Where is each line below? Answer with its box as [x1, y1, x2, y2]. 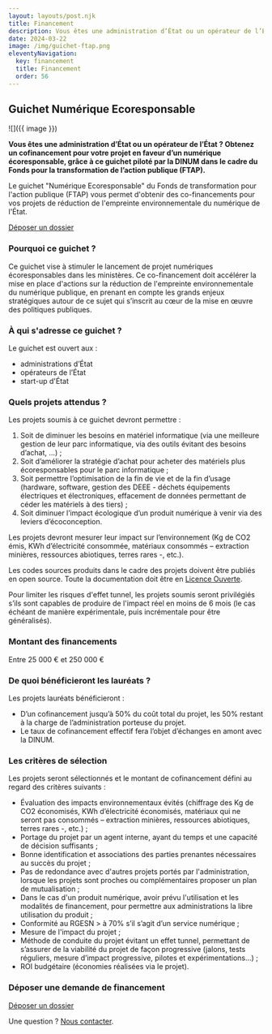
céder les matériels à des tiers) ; [19, 500, 128, 510]
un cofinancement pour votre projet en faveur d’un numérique [8, 148, 221, 158]
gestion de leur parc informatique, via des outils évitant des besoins [19, 439, 247, 449]
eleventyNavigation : [8, 50, 79, 58]
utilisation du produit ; [19, 910, 93, 920]
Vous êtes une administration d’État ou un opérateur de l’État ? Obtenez [8, 140, 255, 149]
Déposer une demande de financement [8, 982, 166, 993]
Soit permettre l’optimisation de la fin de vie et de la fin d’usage [19, 474, 231, 484]
